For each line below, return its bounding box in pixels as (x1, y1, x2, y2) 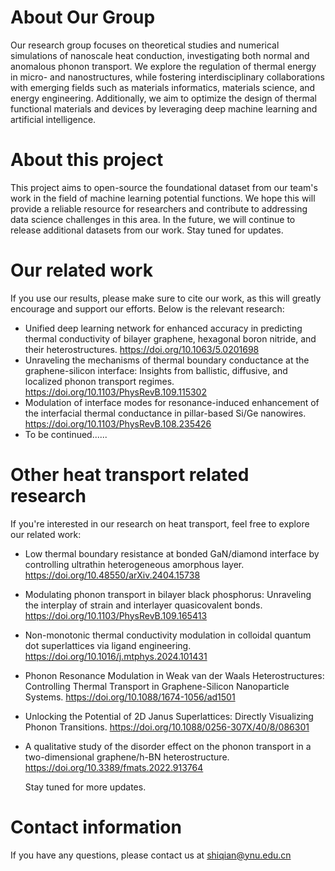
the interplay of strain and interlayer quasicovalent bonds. (24, 599, 263, 611)
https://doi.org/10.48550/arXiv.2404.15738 (24, 569, 201, 581)
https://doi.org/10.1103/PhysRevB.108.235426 (24, 417, 212, 430)
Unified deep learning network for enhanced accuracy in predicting (24, 322, 303, 334)
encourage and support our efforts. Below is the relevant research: (10, 302, 285, 315)
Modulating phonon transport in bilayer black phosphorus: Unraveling (24, 588, 312, 600)
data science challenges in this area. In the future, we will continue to (10, 213, 296, 225)
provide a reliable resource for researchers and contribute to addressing (10, 202, 308, 215)
